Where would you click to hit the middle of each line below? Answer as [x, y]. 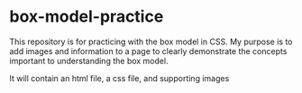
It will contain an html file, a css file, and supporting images [119, 78]
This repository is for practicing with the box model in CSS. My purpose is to [151, 42]
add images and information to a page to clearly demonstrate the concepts [148, 51]
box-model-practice [87, 17]
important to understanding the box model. [89, 60]
